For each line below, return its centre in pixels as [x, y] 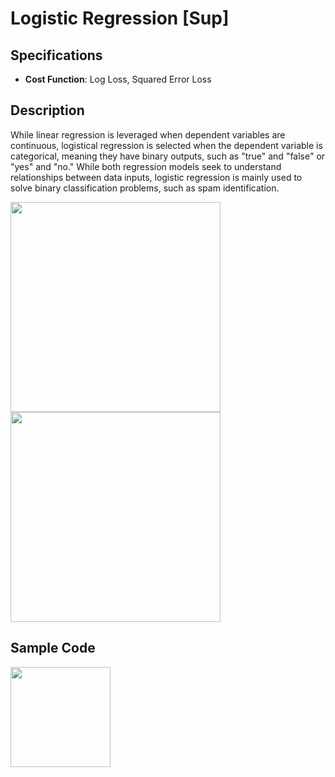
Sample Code [53, 648]
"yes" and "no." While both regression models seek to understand [146, 166]
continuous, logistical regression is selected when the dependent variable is [166, 145]
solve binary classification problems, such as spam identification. [145, 188]
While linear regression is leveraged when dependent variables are [148, 134]
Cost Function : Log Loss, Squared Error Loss [118, 79]
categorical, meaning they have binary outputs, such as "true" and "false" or [168, 156]
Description [47, 110]
